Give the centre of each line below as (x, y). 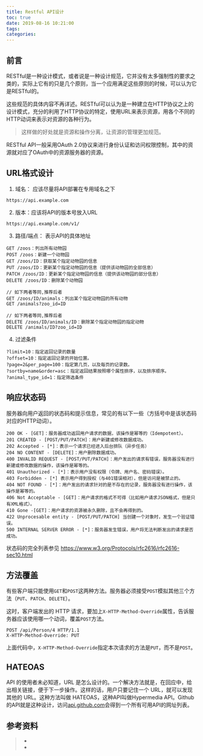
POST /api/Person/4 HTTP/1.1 (43, 630)
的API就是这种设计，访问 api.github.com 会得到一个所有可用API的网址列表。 (99, 705)
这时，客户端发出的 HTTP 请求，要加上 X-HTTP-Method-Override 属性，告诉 (98, 612)
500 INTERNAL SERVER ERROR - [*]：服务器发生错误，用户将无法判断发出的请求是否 (100, 529)
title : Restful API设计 (35, 12)
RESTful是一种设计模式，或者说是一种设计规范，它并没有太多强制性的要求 (98, 76)
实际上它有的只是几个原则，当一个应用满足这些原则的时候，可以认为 (107, 83)
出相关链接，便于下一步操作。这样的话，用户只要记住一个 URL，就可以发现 (100, 690)
